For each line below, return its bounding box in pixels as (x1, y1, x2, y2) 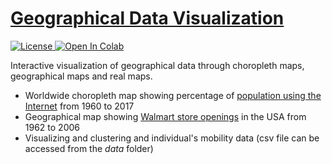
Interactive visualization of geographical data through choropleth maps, (10, 59, 305, 71)
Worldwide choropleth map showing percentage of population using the (24, 89, 322, 101)
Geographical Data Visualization (10, 7, 285, 30)
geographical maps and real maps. (10, 70, 153, 82)
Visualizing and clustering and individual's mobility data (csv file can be (24, 132, 320, 144)
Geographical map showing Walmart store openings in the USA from (24, 110, 307, 122)
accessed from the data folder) (24, 142, 154, 154)
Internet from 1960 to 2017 (24, 100, 135, 112)
